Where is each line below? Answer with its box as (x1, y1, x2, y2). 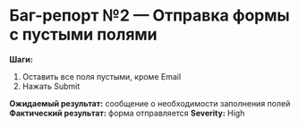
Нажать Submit (21, 80, 81, 91)
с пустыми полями (9, 24, 158, 45)
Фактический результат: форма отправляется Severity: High (9, 107, 245, 118)
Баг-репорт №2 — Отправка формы (9, 5, 290, 26)
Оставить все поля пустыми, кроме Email (21, 71, 182, 81)
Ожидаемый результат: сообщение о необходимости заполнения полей (9, 97, 291, 108)
